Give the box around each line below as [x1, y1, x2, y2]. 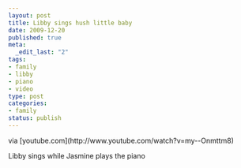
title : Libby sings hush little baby [8, 19, 133, 27]
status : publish [8, 114, 62, 122]
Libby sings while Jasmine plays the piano [8, 151, 146, 160]
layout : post [8, 11, 51, 20]
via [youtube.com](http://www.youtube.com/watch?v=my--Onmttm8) [8, 136, 235, 145]
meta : [8, 41, 26, 49]
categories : [8, 99, 47, 107]
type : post [8, 92, 44, 100]
